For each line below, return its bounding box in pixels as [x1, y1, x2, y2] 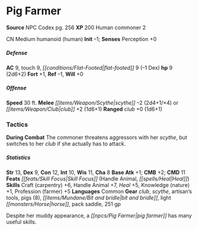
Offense [6, 84, 27, 91]
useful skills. [6, 219, 37, 226]
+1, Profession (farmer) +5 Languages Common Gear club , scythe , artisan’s [6, 188, 192, 195]
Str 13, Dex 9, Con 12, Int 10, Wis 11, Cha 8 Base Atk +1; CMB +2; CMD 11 [6, 169, 186, 176]
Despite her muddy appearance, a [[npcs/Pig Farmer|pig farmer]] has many [6, 212, 192, 219]
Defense [6, 49, 28, 56]
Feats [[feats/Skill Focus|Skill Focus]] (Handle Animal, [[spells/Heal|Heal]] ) [6, 175, 190, 182]
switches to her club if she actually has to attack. [6, 140, 126, 147]
